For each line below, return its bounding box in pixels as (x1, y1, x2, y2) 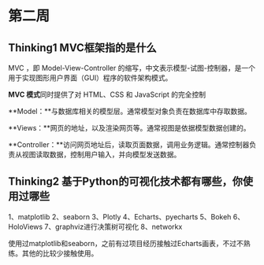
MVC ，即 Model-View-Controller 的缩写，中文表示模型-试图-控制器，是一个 (8, 64, 256, 72)
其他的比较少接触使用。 (21, 248, 99, 258)
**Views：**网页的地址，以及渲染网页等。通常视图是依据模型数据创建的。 (8, 123, 251, 132)
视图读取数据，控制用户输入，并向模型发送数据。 (21, 150, 181, 159)
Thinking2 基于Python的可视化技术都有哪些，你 (8, 175, 243, 189)
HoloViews (8, 222, 43, 231)
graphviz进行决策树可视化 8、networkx (54, 222, 183, 231)
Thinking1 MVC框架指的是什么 (8, 41, 158, 54)
